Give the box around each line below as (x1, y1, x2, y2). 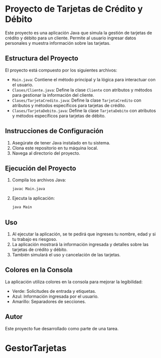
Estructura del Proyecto (5, 54, 79, 63)
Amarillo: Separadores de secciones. (12, 298, 86, 304)
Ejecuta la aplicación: (12, 196, 55, 201)
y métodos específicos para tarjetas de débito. (12, 113, 106, 119)
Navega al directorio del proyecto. (12, 150, 80, 156)
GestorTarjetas (5, 342, 67, 354)
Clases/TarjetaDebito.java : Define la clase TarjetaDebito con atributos (12, 107, 156, 113)
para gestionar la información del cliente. (12, 92, 94, 98)
